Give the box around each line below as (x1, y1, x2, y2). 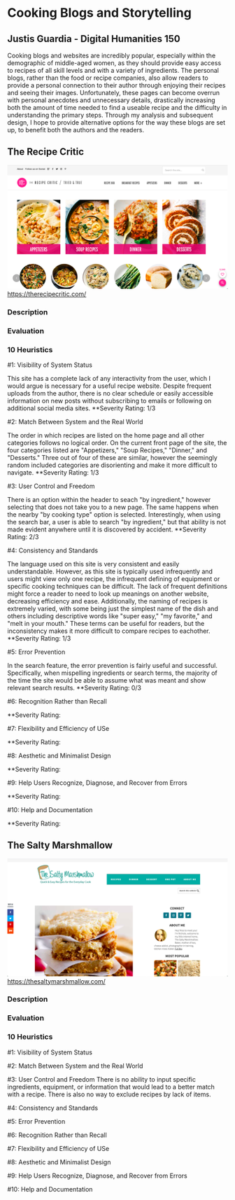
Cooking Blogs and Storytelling (7, 5, 192, 21)
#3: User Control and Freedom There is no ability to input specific (7, 1075, 197, 1083)
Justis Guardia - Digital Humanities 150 (7, 33, 180, 45)
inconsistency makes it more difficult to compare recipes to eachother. (7, 627, 211, 635)
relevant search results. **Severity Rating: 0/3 (7, 683, 142, 692)
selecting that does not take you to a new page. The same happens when (7, 503, 219, 511)
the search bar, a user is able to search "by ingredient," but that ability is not (7, 517, 226, 526)
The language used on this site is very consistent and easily (7, 559, 180, 568)
